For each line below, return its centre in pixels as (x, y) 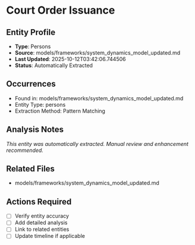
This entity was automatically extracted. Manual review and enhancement (97, 144)
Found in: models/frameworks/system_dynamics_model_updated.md (99, 98)
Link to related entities (42, 230)
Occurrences (31, 84)
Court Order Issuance (61, 10)
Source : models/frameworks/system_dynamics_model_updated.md (97, 53)
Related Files (31, 169)
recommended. (25, 150)
